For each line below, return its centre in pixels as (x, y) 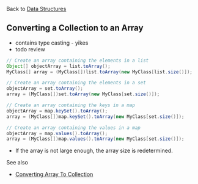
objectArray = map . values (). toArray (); (57, 133)
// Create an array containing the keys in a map (71, 105)
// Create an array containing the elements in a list (78, 61)
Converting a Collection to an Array (75, 28)
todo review (30, 49)
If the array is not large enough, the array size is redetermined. (94, 151)
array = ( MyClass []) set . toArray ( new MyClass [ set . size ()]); (83, 94)
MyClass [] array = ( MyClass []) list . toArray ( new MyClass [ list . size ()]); (99, 72)
